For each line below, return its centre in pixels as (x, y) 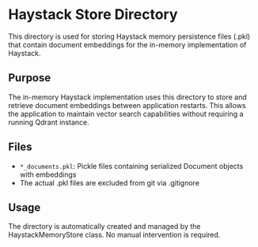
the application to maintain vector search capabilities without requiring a (126, 114)
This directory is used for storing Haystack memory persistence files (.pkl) (129, 36)
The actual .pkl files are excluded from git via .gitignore (110, 182)
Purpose (30, 78)
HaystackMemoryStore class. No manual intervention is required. (114, 235)
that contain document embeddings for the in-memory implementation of (127, 44)
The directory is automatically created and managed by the (104, 226)
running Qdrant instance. (49, 122)
